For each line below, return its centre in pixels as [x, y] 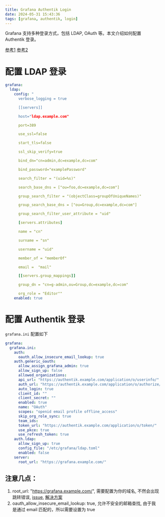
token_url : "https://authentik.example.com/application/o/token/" [87, 425]
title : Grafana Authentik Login [38, 10]
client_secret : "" [37, 398]
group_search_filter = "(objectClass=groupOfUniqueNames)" [80, 196]
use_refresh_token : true [43, 435]
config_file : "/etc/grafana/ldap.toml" [59, 448]
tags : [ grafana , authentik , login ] [41, 19]
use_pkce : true [34, 430]
